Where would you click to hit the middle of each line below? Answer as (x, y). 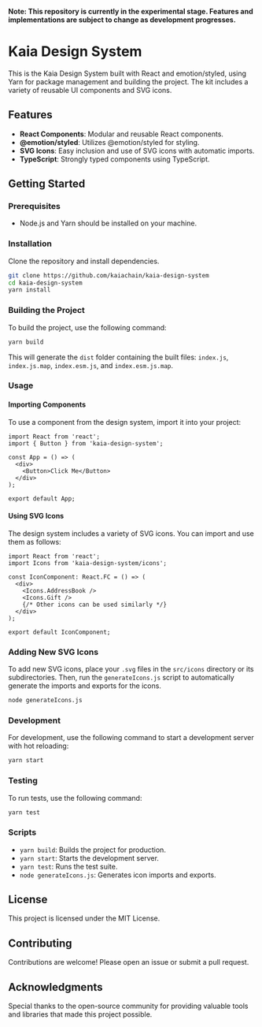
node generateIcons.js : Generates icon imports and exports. (118, 875)
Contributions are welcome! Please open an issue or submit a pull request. (129, 962)
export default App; (42, 499)
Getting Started (47, 184)
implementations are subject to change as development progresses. (122, 20)
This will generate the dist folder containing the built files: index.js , (118, 357)
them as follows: (35, 541)
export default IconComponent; (59, 632)
